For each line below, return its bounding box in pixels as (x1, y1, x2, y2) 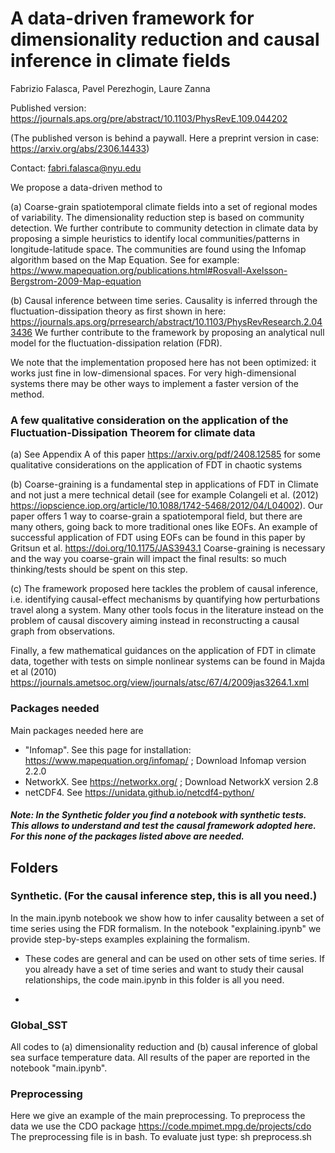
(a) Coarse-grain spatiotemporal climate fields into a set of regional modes (10, 200, 318, 212)
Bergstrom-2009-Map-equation (10, 275, 142, 287)
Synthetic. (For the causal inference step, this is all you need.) (10, 889, 318, 903)
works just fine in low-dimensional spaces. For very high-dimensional (10, 367, 297, 379)
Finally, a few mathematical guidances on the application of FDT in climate (10, 645, 317, 657)
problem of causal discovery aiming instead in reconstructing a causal (10, 615, 300, 627)
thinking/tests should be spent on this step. (10, 563, 188, 576)
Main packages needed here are (10, 724, 144, 736)
